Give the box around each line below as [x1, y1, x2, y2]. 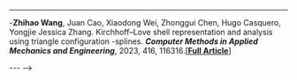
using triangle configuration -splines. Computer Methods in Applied [9, 36, 259, 47]
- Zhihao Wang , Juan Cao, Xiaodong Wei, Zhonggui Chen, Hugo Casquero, [9, 18, 281, 27]
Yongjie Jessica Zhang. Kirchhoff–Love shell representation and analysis [9, 27, 273, 37]
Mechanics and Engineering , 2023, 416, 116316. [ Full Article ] [9, 46, 232, 55]
